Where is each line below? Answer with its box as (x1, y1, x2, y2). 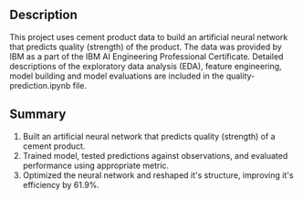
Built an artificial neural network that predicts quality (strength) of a (22, 131, 276, 141)
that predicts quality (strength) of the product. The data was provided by (9, 41, 283, 52)
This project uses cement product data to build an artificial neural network (9, 31, 288, 42)
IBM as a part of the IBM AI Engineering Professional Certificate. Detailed (9, 50, 284, 62)
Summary (9, 107, 67, 122)
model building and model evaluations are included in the (9, 70, 225, 81)
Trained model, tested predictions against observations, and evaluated (22, 150, 288, 161)
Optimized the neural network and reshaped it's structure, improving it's (22, 169, 294, 181)
